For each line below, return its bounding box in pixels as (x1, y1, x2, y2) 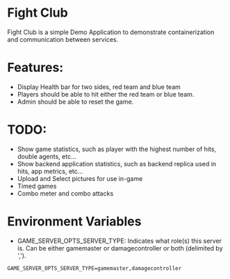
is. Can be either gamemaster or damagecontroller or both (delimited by (17, 244, 224, 252)
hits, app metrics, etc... (17, 167, 83, 175)
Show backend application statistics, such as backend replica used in (17, 159, 217, 168)
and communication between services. (7, 35, 119, 43)
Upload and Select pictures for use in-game (17, 174, 143, 182)
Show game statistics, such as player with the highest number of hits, (17, 145, 217, 153)
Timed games (17, 182, 57, 190)
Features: (7, 60, 64, 76)
